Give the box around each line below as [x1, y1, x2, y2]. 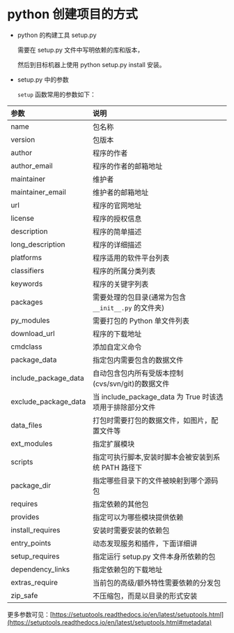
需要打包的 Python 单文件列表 [93, 316, 189, 326]
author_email [10, 161, 54, 170]
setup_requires [10, 551, 60, 561]
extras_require [10, 577, 58, 587]
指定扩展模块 [93, 439, 135, 449]
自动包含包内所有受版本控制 [93, 368, 184, 378]
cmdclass [10, 342, 42, 351]
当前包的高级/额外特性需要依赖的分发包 [93, 578, 221, 588]
